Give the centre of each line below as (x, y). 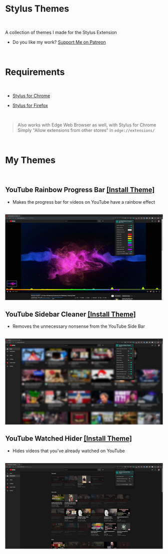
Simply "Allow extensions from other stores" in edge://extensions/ (86, 130)
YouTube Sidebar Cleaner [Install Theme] (70, 314)
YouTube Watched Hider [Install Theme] (69, 439)
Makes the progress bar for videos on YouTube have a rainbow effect (84, 202)
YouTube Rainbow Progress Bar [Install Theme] (80, 190)
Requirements (35, 72)
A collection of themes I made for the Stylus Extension (61, 32)
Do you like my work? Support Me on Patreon (59, 42)
